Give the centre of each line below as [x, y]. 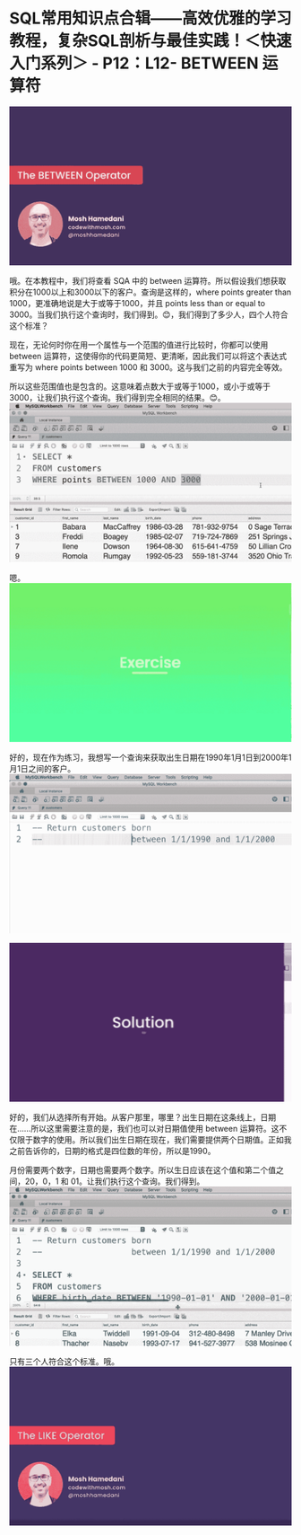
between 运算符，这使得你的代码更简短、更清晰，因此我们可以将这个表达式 [148, 357]
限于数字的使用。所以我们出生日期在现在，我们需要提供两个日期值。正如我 [154, 1140]
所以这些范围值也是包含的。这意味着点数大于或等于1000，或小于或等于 [140, 386]
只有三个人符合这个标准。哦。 [64, 1361]
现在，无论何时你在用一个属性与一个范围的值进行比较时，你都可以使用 [139, 345]
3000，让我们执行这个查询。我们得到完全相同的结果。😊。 [117, 398]
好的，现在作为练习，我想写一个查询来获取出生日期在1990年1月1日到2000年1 [151, 758]
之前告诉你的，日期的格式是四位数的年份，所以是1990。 [112, 1151]
